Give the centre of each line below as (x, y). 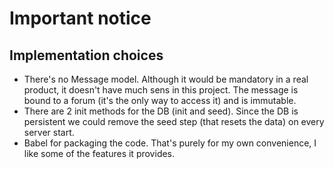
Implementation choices (86, 55)
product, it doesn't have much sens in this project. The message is (161, 90)
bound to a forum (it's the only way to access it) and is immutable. (160, 100)
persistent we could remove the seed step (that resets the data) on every (174, 121)
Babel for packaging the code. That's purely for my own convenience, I (170, 143)
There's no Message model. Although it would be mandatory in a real (166, 79)
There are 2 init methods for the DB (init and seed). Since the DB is (161, 111)
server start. (49, 132)
